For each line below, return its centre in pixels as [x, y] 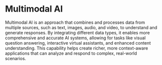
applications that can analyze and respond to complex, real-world [71, 53]
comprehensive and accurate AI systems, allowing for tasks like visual [75, 38]
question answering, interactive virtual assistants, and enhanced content [78, 43]
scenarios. [16, 58]
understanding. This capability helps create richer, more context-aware [77, 48]
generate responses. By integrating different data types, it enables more [78, 32]
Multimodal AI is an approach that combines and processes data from [75, 22]
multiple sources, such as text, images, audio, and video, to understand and [81, 27]
